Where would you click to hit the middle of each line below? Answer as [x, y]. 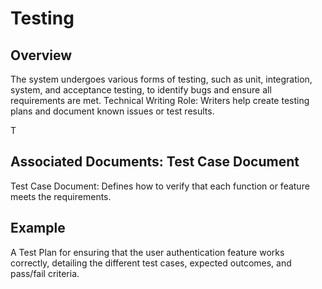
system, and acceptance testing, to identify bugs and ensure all [141, 90]
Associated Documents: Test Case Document [155, 162]
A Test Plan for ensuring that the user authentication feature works [147, 252]
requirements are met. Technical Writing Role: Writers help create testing [160, 100]
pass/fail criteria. [45, 273]
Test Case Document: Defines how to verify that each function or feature [160, 186]
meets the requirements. [61, 196]
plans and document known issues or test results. [112, 111]
